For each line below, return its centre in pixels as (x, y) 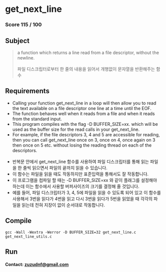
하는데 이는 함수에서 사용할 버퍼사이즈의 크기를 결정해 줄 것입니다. (76, 186)
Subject (17, 41)
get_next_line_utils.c (28, 236)
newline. (26, 57)
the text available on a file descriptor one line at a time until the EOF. (82, 108)
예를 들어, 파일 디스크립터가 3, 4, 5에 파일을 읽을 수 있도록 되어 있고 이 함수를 (86, 192)
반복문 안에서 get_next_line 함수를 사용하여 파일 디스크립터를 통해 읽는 (81, 162)
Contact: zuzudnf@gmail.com (37, 264)
